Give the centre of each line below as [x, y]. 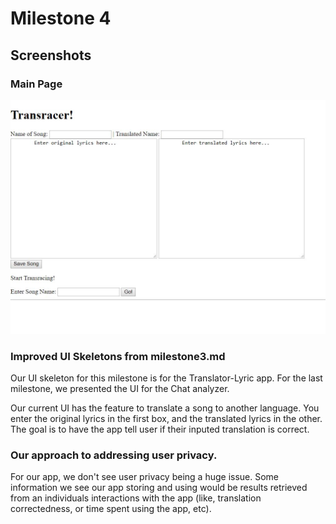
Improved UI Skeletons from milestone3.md [118, 356]
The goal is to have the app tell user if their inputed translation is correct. [160, 429]
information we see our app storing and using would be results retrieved [159, 488]
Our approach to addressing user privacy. [114, 455]
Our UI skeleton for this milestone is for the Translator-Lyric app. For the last [166, 378]
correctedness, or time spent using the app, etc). [111, 509]
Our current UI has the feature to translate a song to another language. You [165, 408]
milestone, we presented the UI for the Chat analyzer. [120, 388]
